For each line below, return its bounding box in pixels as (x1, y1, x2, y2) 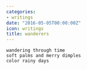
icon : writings (6, 25, 44, 32)
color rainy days (6, 58, 49, 64)
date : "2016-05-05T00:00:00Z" (6, 20, 82, 26)
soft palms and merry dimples (6, 53, 82, 59)
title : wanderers (6, 31, 49, 37)
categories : (6, 8, 36, 15)
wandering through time (6, 47, 66, 54)
